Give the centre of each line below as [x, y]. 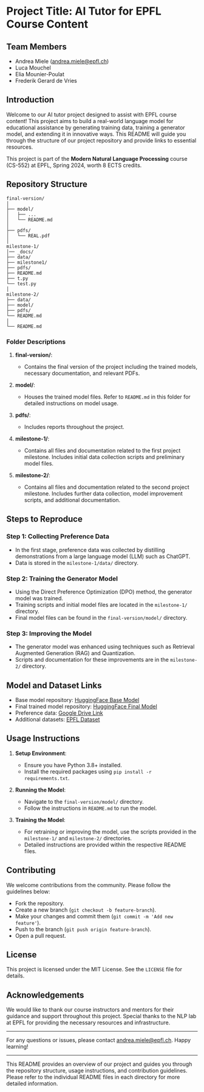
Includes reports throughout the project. [74, 427]
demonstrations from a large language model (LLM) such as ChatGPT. [103, 556]
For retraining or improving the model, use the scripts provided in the [110, 831]
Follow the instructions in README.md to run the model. [90, 808]
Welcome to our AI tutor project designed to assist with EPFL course [92, 115]
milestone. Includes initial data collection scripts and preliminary [104, 457]
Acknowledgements [45, 995]
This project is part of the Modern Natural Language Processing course [97, 158]
